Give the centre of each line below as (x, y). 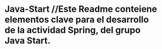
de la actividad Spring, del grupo (73, 30)
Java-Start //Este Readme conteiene (81, 9)
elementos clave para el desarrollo (77, 20)
